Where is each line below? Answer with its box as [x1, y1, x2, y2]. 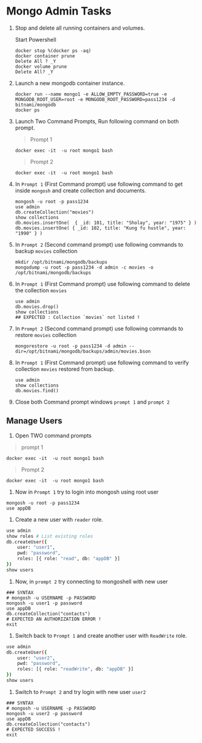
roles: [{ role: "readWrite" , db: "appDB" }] [17, 666, 134, 672]
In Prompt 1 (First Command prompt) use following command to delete [15, 280, 191, 287]
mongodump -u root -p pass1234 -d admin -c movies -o [15, 264, 154, 270]
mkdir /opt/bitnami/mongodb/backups [15, 259, 108, 265]
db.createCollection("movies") [15, 209, 94, 215]
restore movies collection [15, 331, 77, 338]
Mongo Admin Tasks [6, 4, 112, 18]
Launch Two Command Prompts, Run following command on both [15, 117, 180, 125]
